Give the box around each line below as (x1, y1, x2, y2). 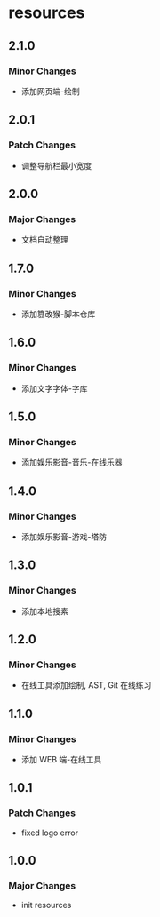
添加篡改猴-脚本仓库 (20, 308, 96, 319)
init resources (20, 900, 72, 911)
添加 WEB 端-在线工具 (20, 754, 102, 765)
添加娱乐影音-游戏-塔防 (20, 531, 108, 542)
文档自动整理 (20, 235, 68, 245)
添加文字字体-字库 (20, 383, 88, 394)
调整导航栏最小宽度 (20, 160, 92, 171)
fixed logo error (20, 827, 79, 838)
